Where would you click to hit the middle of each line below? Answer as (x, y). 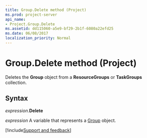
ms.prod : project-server (31, 15)
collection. (16, 82)
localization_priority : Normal (38, 38)
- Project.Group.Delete (30, 24)
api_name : (16, 19)
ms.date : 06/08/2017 (27, 33)
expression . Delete (24, 110)
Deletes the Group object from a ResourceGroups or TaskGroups (74, 77)
